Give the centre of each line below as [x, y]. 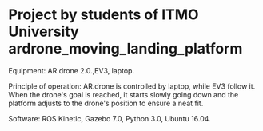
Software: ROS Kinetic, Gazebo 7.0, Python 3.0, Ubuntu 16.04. [110, 118]
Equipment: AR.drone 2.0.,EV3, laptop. [71, 70]
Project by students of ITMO [104, 15]
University [44, 32]
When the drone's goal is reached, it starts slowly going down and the [124, 94]
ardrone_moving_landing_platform [126, 49]
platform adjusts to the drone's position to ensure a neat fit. [106, 103]
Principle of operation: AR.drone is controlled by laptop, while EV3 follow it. [132, 86]
